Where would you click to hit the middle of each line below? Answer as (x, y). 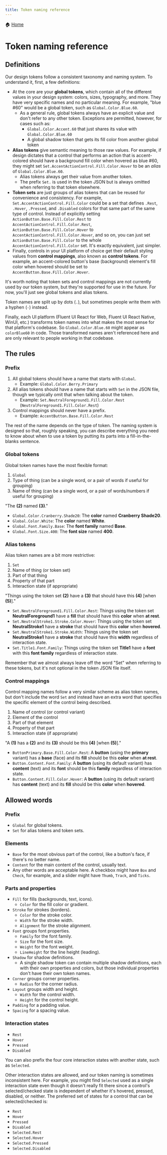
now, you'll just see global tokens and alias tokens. (57, 292)
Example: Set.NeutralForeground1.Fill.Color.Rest (72, 400)
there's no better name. (36, 860)
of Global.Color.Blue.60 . (38, 171)
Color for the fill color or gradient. (54, 905)
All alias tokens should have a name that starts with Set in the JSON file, (86, 389)
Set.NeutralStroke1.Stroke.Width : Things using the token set (75, 632)
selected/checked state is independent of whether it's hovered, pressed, (80, 1091)
